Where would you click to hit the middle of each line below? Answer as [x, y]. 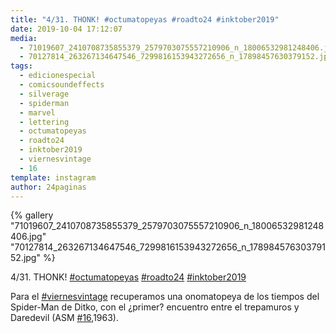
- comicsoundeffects [62, 85]
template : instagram [53, 177]
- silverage [44, 94]
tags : [21, 66]
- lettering [44, 122]
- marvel [37, 112]
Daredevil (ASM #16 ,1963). [64, 318]
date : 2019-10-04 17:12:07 [66, 29]
